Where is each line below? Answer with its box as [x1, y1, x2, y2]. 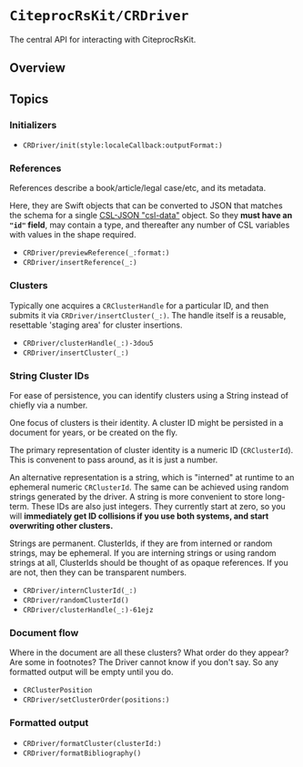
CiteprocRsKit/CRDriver [9, 7, 189, 25]
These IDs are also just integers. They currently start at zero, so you [31, 500, 287, 511]
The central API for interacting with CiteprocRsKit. [9, 34, 197, 45]
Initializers [9, 118, 57, 131]
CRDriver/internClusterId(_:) [22, 586, 138, 595]
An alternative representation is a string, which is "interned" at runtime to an [9, 471, 295, 482]
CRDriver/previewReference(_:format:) [22, 248, 170, 257]
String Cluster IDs [9, 369, 89, 382]
